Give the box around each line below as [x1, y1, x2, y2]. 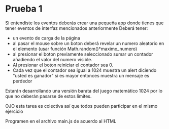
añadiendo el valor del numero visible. [12, 56, 92, 62]
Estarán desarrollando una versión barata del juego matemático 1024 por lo [5, 88, 163, 94]
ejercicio [5, 108, 23, 114]
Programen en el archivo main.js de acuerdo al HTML [5, 118, 117, 124]
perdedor [12, 78, 32, 84]
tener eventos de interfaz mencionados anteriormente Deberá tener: [5, 25, 148, 31]
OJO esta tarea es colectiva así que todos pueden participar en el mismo [5, 103, 158, 109]
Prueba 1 [5, 3, 43, 15]
